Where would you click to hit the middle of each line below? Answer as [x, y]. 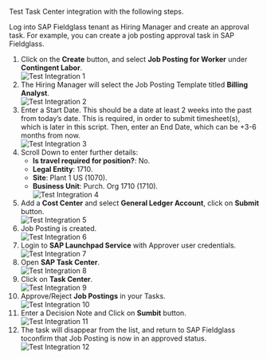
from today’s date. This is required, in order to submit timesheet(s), [130, 118]
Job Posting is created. [59, 228]
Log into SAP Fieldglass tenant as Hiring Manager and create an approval [129, 27]
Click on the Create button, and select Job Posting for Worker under [134, 59]
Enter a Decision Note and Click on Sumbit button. [103, 313]
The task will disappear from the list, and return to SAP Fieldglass [128, 330]
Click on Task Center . [57, 279]
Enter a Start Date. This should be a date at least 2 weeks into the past [136, 110]
